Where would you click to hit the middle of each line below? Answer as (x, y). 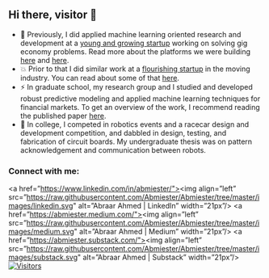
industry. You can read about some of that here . (100, 78)
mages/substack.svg (43, 257)
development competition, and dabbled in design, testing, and (123, 133)
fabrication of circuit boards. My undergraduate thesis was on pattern (136, 141)
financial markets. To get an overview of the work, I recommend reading (140, 107)
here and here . (44, 60)
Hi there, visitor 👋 (53, 15)
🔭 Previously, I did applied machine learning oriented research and (130, 34)
